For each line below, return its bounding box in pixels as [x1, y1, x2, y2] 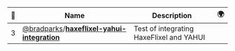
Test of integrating [134, 24, 194, 34]
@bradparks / [22, 24, 66, 34]
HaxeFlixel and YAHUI [134, 33, 206, 42]
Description [152, 10, 192, 20]
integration [22, 33, 60, 42]
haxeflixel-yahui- [65, 24, 127, 34]
